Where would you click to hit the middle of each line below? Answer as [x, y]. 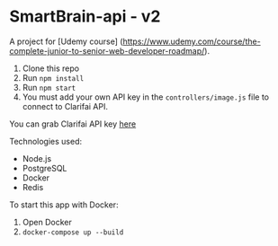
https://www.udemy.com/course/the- [192, 41]
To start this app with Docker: [64, 205]
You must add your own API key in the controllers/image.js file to [146, 97]
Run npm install [53, 77]
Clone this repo [50, 68]
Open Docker [47, 222]
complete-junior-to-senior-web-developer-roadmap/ [107, 50]
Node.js [37, 158]
